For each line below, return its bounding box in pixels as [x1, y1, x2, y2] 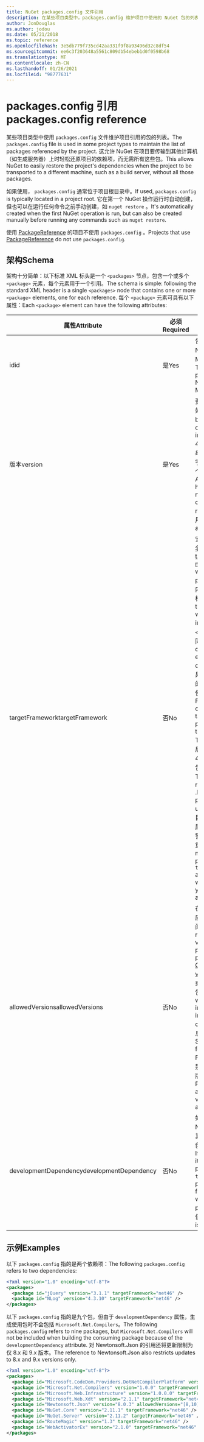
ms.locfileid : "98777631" [6, 71, 72, 77]
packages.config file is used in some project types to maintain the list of [6, 141, 185, 148]
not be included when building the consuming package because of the [6, 1334, 183, 1341]
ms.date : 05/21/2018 [6, 32, 59, 38]
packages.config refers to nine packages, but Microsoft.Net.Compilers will [6, 1327, 193, 1335]
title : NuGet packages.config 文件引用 [6, 9, 104, 15]
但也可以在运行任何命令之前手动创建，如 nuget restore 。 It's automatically [6, 203, 194, 210]
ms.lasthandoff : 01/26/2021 [6, 65, 78, 72]
